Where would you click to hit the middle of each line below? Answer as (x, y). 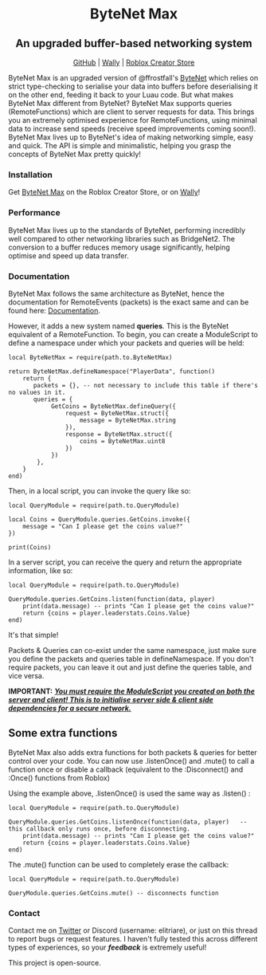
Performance (35, 213)
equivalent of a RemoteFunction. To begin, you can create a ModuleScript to (133, 334)
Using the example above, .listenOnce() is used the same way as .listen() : (129, 793)
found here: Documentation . (55, 310)
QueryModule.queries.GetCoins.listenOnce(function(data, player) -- (128, 822)
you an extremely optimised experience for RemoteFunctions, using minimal (133, 120)
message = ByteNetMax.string (128, 420)
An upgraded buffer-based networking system (134, 43)
